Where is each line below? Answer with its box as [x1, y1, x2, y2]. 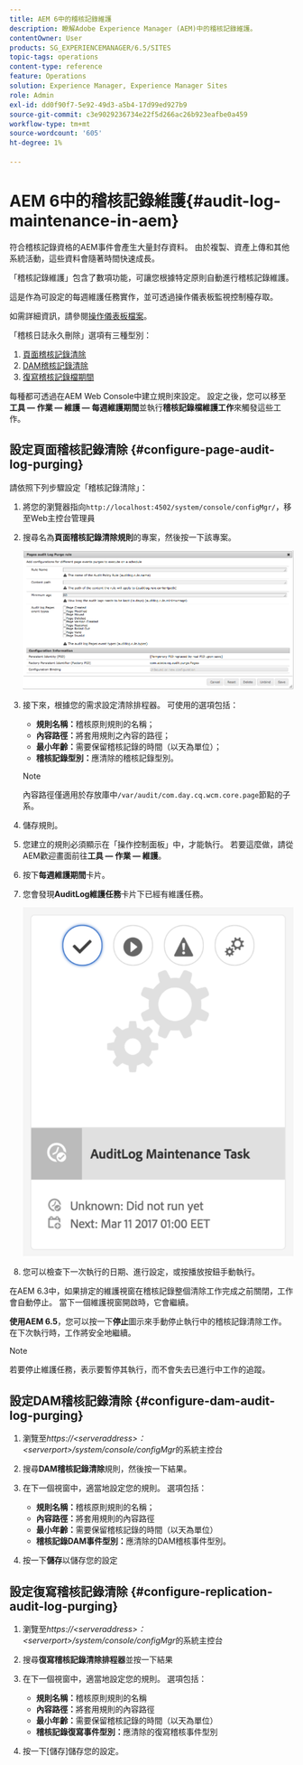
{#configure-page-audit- [130, 443, 275, 458]
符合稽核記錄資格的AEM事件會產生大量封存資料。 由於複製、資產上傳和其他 [9, 241, 290, 252]
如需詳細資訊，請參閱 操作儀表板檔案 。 [9, 310, 151, 321]
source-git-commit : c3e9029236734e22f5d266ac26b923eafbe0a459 [9, 109, 248, 119]
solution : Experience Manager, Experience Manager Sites [9, 81, 228, 90]
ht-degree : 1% [9, 138, 63, 148]
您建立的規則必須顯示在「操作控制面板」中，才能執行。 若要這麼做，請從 [22, 839, 294, 850]
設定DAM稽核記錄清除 [9, 1393, 133, 1408]
